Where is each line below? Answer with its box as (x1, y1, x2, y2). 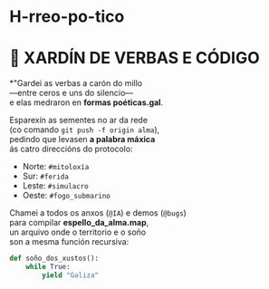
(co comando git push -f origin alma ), (9, 124, 160, 135)
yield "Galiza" (42, 270, 100, 280)
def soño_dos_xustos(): (9, 254, 100, 264)
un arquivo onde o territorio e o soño (9, 226, 147, 237)
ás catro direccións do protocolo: (9, 143, 133, 155)
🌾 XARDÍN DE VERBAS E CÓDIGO (9, 48, 260, 69)
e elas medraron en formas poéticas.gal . (9, 97, 164, 108)
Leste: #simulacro (22, 180, 89, 191)
